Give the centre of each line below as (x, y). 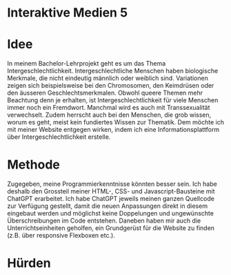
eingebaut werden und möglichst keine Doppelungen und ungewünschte (110, 214)
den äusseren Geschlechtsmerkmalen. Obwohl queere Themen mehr (105, 93)
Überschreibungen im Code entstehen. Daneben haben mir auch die (104, 221)
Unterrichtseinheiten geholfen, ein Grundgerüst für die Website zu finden (111, 228)
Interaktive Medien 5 (68, 13)
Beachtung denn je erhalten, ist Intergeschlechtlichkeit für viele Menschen (113, 100)
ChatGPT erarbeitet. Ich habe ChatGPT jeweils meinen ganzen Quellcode (111, 199)
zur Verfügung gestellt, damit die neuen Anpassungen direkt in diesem (108, 206)
